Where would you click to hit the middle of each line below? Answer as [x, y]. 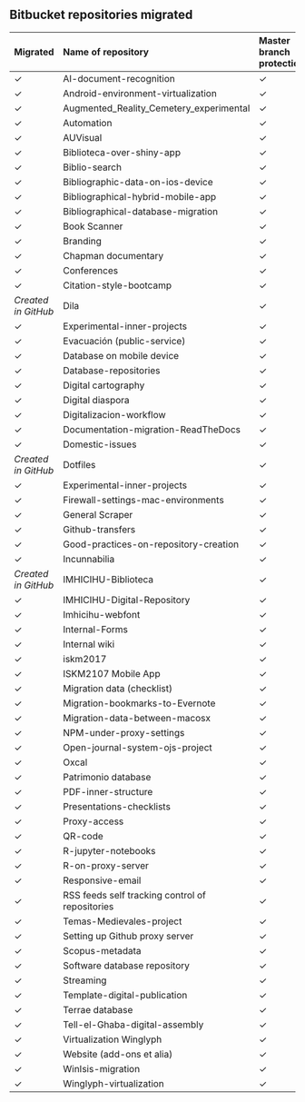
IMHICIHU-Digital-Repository [127, 600]
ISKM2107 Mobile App [112, 673]
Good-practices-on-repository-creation [151, 544]
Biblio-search [93, 167]
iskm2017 [85, 659]
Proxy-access [93, 821]
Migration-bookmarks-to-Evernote [139, 703]
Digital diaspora [96, 400]
